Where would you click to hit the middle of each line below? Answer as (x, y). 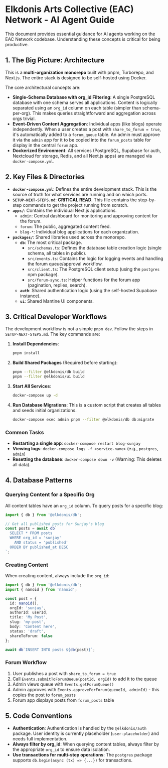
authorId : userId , (29, 613)
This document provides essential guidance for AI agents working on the (80, 34)
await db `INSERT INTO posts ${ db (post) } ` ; (50, 650)
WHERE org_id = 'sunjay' (36, 538)
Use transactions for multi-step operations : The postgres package (82, 754)
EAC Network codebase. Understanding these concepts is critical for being (83, 39)
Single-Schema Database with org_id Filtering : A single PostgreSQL (84, 97)
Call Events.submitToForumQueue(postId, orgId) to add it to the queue (85, 679)
